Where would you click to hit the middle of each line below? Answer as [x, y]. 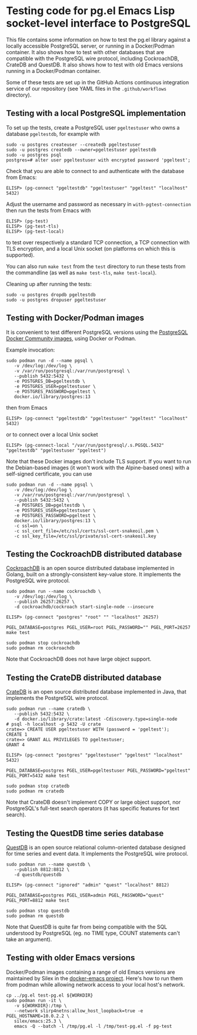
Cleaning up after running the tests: [49, 284]
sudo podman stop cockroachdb [43, 643]
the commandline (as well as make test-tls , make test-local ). [81, 273]
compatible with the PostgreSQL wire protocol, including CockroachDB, [93, 58]
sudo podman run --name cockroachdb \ [54, 592]
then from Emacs [27, 407]
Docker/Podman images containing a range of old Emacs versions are [91, 972]
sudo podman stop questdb [38, 911]
